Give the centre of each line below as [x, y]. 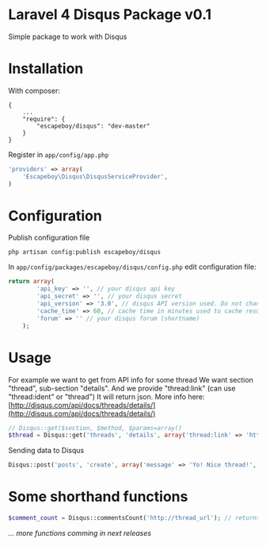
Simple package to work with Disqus [68, 37]
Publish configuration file [49, 238]
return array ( [32, 282]
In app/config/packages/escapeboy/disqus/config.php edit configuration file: [132, 267]
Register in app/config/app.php [59, 154]
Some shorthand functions [98, 497]
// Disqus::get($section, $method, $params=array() [95, 428]
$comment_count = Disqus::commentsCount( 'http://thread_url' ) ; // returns [134, 518]
